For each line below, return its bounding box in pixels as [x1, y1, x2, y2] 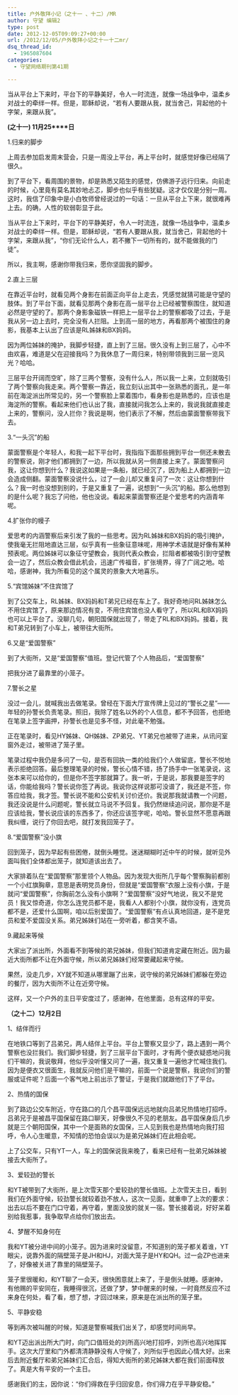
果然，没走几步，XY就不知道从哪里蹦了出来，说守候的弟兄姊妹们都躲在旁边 [7, 969, 227, 979]
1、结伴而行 [7, 1024, 41, 1033]
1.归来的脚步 [7, 138, 43, 146]
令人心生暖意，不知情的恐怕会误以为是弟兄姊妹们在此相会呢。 [19, 1131, 200, 1140]
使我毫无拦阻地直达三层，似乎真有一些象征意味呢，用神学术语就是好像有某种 [7, 540, 231, 548]
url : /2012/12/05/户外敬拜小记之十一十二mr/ [7, 37, 129, 44]
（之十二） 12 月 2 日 [7, 1008, 62, 1018]
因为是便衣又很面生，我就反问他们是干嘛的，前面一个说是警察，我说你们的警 [7, 1065, 231, 1074]
